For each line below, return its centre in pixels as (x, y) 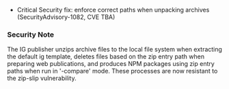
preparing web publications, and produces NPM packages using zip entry (111, 64)
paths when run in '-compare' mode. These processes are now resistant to (112, 71)
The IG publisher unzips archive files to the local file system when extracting (114, 50)
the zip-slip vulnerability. (42, 78)
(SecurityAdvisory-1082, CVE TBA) (66, 17)
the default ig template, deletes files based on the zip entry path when (106, 56)
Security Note (31, 35)
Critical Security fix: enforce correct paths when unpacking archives (113, 10)
